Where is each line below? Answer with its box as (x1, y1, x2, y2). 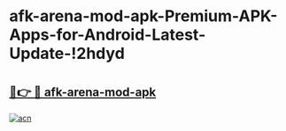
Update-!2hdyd (9, 44, 126, 63)
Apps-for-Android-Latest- (9, 25, 206, 45)
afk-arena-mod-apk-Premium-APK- (9, 6, 278, 26)
